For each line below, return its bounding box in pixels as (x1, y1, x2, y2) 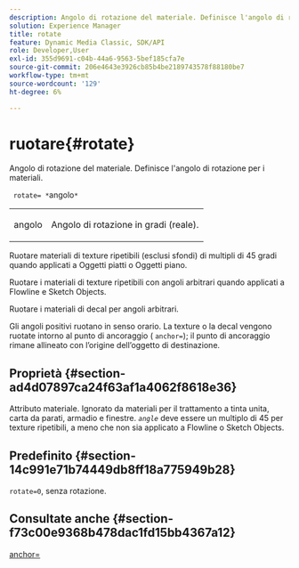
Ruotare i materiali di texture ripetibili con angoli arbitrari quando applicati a (9, 277, 285, 288)
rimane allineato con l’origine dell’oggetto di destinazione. (9, 340, 221, 351)
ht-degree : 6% (9, 87, 62, 96)
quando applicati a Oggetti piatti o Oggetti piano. (9, 260, 188, 271)
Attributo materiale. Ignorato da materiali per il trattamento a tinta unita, (9, 403, 270, 414)
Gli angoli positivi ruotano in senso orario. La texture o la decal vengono (9, 321, 272, 332)
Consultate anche (9, 511, 110, 526)
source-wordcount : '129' (9, 79, 101, 88)
